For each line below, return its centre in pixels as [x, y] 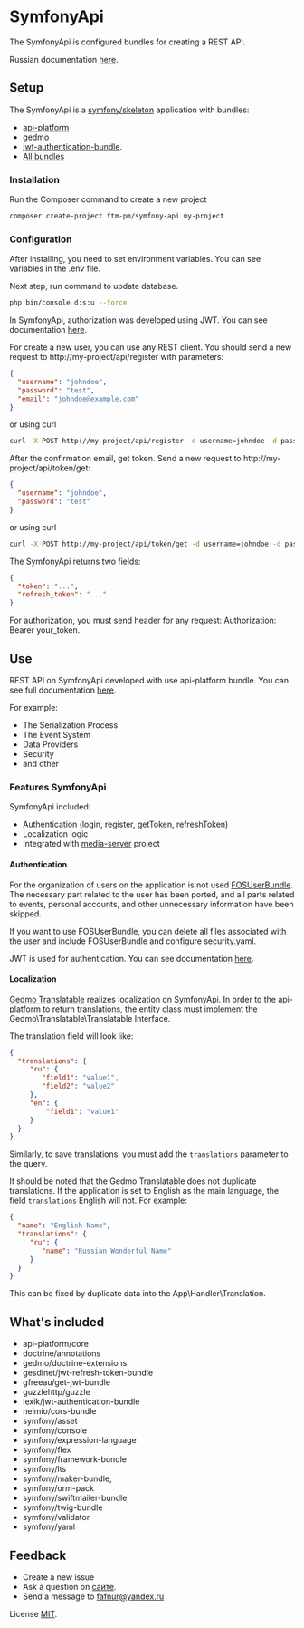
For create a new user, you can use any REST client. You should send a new [151, 347]
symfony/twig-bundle [62, 1507]
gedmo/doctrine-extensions [75, 1363]
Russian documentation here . [64, 59]
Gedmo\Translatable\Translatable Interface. [90, 1018]
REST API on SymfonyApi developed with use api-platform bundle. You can [149, 681]
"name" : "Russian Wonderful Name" [107, 1251]
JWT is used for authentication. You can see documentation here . [132, 958]
